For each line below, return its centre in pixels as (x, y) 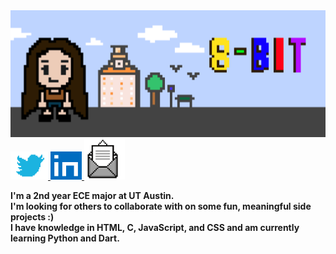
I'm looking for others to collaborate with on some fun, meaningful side (161, 206)
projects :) (32, 216)
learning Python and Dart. (65, 238)
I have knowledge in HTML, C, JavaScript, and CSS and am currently (155, 227)
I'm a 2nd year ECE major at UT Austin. (92, 195)
